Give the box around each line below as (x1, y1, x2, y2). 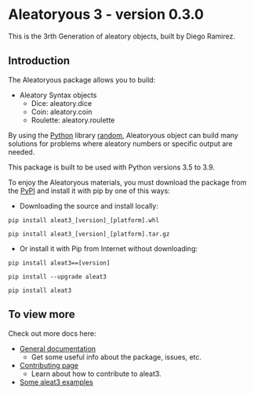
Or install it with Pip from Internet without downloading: (19, 243, 198, 253)
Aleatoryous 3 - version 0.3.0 (8, 5, 204, 24)
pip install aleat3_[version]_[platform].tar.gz (8, 230, 170, 238)
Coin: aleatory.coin (31, 107, 93, 116)
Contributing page (19, 360, 79, 370)
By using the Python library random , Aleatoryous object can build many (8, 130, 239, 140)
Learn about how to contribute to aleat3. (31, 369, 162, 378)
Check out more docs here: (8, 328, 96, 338)
